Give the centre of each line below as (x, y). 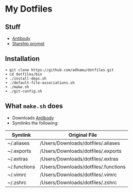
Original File (83, 135)
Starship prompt (28, 44)
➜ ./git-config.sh (24, 91)
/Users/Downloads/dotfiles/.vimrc (79, 175)
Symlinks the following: (35, 123)
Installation (22, 59)
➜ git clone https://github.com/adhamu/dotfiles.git (59, 70)
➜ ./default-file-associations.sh (40, 83)
